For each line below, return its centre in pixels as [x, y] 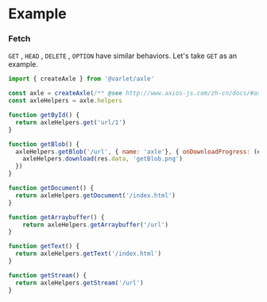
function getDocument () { [51, 188]
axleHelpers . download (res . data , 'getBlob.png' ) [103, 159]
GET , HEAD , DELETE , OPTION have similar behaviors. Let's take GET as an [123, 56]
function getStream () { [48, 275]
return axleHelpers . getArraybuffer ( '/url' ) [96, 225]
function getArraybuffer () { [56, 217]
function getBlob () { [44, 144]
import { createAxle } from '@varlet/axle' [81, 79]
